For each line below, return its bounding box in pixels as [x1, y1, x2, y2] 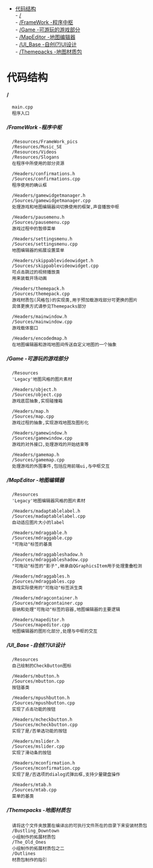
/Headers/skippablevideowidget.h [12, 258, 94, 264]
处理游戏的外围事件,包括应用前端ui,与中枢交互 [12, 463, 110, 470]
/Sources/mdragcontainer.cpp [12, 600, 83, 606]
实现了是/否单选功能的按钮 [12, 728, 67, 734]
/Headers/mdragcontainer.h [12, 595, 78, 601]
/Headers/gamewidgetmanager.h [12, 193, 86, 199]
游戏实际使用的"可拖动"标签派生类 [12, 585, 83, 591]
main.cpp [12, 104, 33, 110]
